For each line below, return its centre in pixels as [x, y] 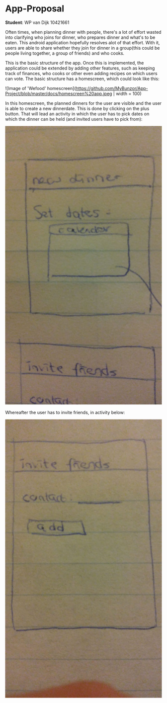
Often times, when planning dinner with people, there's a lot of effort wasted [83, 32]
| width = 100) [127, 93]
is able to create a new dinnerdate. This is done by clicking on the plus [77, 108]
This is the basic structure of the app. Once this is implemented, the [75, 63]
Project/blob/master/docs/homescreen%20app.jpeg [59, 93]
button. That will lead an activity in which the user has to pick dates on [77, 114]
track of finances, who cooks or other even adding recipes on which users [81, 73]
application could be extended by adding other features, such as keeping [80, 68]
